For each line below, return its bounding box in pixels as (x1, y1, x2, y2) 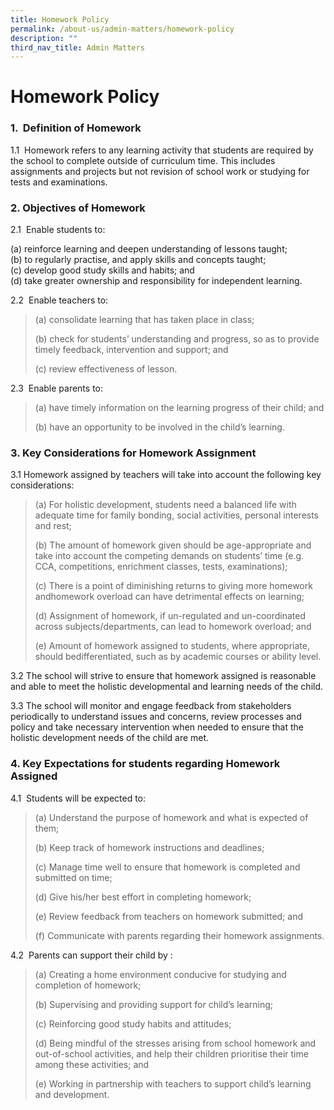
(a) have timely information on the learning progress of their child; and (34, 402, 325, 414)
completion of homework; (34, 979, 142, 991)
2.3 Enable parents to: (10, 382, 104, 395)
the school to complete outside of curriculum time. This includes (10, 154, 276, 166)
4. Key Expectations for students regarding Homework (10, 757, 281, 771)
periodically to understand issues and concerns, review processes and (10, 711, 302, 723)
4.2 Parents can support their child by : (10, 949, 173, 961)
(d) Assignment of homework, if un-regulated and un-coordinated (34, 610, 307, 622)
